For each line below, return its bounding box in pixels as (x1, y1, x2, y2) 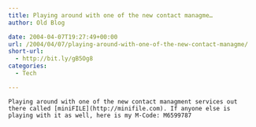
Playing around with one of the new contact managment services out (8, 97, 238, 106)
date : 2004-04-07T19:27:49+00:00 (8, 33, 118, 41)
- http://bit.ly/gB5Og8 (15, 55, 93, 63)
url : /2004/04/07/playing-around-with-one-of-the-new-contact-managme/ (8, 40, 248, 48)
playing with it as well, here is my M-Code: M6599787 (8, 111, 192, 119)
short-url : (8, 48, 44, 56)
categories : (8, 62, 47, 71)
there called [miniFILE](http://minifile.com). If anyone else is (8, 104, 231, 112)
